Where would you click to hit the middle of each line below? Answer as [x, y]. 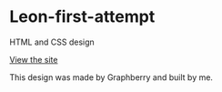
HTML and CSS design [52, 42]
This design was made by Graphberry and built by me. [111, 77]
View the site [34, 59]
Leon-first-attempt [82, 17]
